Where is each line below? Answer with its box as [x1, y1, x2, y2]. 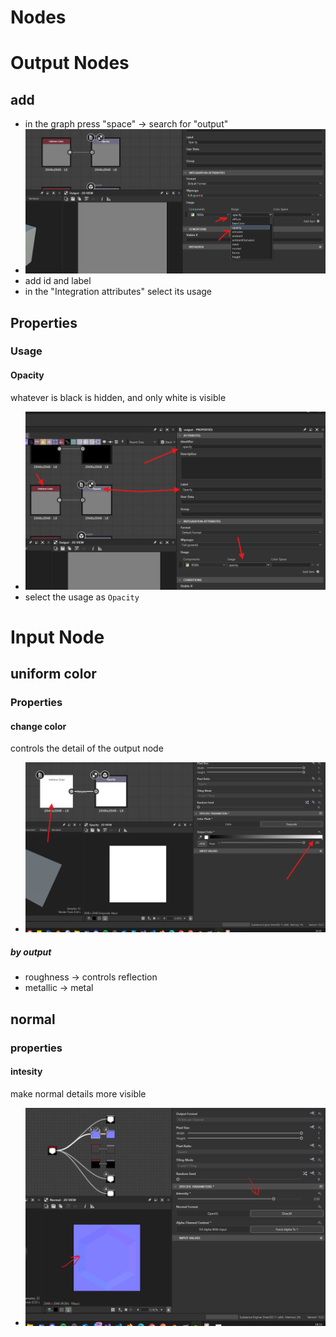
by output [10, 946, 52, 958]
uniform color [10, 666, 97, 683]
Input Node [10, 626, 105, 648]
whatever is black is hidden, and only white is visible [10, 391, 227, 403]
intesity [10, 1066, 43, 1078]
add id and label [24, 275, 92, 287]
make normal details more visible [10, 1087, 147, 1100]
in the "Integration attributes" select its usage [24, 286, 212, 298]
